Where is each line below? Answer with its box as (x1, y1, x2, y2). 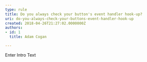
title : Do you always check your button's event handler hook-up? (5, 12, 143, 17)
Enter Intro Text (5, 52, 36, 58)
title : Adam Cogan (9, 35, 47, 40)
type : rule (5, 7, 27, 12)
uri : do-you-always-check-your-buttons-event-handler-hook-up (5, 16, 134, 21)
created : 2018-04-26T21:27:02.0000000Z (5, 21, 86, 26)
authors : (5, 25, 23, 30)
